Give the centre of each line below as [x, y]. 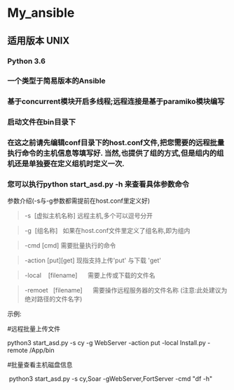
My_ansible [41, 13]
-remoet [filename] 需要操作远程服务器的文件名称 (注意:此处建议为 [126, 290]
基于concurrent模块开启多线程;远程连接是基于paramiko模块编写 [116, 102]
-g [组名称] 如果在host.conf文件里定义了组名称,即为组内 [107, 231]
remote [18, 350]
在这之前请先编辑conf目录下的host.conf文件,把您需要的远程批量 [116, 143]
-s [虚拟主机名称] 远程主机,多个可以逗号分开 [88, 216]
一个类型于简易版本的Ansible [57, 81]
